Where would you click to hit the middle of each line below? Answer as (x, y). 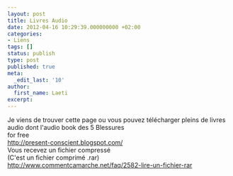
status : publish (31, 54)
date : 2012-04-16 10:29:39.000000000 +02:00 (74, 27)
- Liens (19, 40)
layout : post (27, 14)
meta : (15, 73)
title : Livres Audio (38, 21)
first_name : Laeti (41, 93)
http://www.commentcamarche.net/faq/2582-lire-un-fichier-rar (100, 165)
